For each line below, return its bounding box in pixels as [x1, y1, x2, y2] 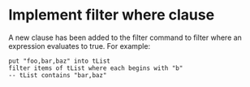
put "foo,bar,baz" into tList [8, 57, 111, 65]
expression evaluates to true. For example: [8, 41, 151, 50]
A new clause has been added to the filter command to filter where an [8, 33, 242, 42]
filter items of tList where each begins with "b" [8, 63, 183, 72]
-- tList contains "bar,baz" [8, 71, 107, 79]
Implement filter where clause [8, 6, 215, 24]
